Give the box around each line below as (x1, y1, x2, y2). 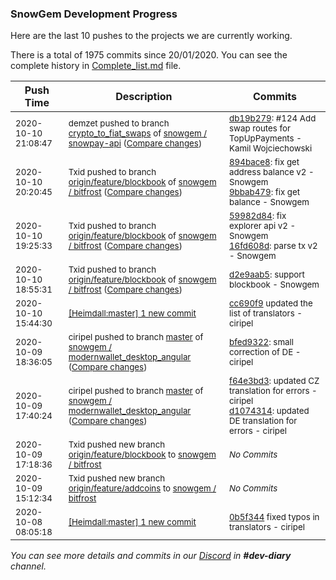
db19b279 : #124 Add (228, 113, 317, 124)
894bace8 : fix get (228, 157, 300, 168)
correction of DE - (228, 347, 302, 358)
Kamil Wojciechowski (228, 143, 313, 154)
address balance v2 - (228, 167, 315, 178)
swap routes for (228, 123, 291, 134)
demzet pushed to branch (68, 118, 170, 129)
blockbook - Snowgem (228, 279, 320, 291)
